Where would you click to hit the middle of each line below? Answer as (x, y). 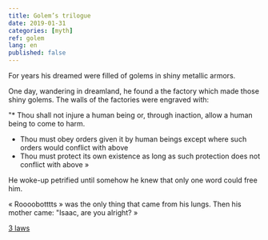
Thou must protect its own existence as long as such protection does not (140, 156)
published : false (37, 53)
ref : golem (26, 38)
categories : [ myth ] (41, 30)
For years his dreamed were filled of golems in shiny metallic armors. (122, 76)
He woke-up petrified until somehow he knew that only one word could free (133, 180)
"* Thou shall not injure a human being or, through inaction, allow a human (131, 115)
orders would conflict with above (74, 148)
